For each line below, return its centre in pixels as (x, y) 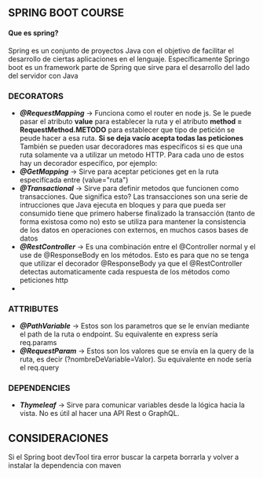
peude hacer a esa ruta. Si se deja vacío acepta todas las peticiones (131, 138)
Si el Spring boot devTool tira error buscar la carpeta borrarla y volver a (124, 457)
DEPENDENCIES (39, 388)
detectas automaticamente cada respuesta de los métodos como (124, 271)
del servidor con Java (43, 75)
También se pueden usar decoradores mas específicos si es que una (131, 146)
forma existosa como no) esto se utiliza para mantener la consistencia (133, 221)
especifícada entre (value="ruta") (74, 179)
